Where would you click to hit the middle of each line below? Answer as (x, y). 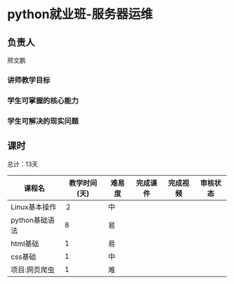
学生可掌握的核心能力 (43, 100)
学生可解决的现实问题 (43, 121)
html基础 (25, 244)
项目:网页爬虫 (33, 269)
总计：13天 (23, 164)
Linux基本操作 (34, 207)
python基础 (29, 220)
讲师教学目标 (29, 80)
